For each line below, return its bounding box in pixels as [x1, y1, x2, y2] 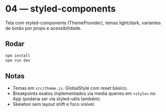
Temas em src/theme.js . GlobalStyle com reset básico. [12, 85, 128, 91]
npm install [5, 53, 30, 58]
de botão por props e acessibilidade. [5, 25, 82, 31]
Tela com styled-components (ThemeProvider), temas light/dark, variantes [5, 20, 161, 26]
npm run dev [5, 58, 30, 63]
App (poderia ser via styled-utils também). [12, 96, 101, 102]
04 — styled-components [5, 3, 116, 15]
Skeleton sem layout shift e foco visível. [12, 101, 95, 107]
